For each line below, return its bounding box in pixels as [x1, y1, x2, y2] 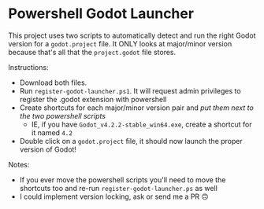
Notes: [8, 159, 30, 169]
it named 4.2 [31, 127, 73, 137]
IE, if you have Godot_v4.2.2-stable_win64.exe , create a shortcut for [31, 119, 252, 129]
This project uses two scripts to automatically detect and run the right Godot [8, 31, 256, 40]
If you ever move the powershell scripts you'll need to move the [19, 174, 226, 185]
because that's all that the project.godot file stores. [8, 47, 177, 57]
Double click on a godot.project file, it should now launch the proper [19, 136, 243, 145]
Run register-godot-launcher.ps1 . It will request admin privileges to [19, 86, 242, 95]
